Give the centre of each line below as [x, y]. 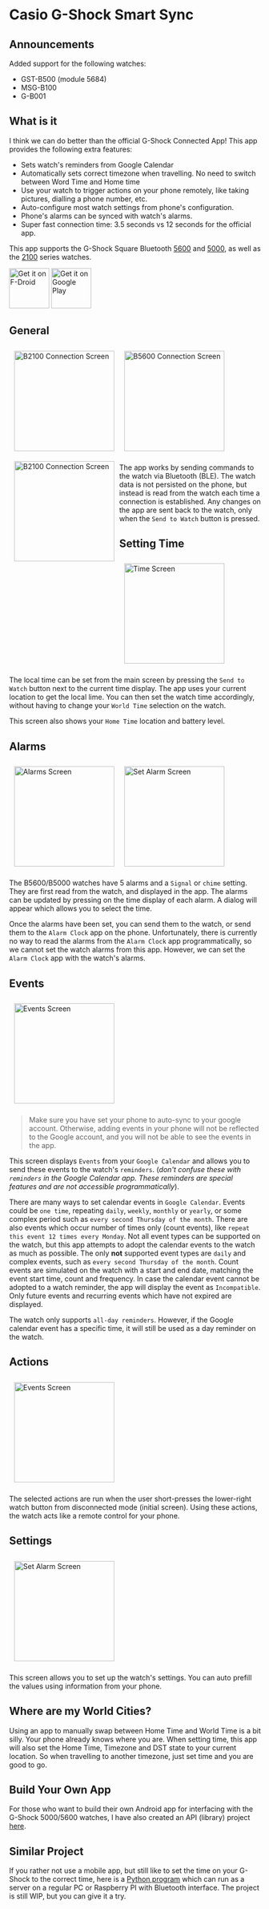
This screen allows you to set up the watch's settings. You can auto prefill [130, 1677]
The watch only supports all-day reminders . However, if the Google [122, 1320]
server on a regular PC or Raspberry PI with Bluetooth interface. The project [134, 1888]
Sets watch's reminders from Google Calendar [97, 164]
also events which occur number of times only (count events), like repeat [130, 1228]
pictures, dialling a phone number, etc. [84, 199]
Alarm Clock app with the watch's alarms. [78, 958]
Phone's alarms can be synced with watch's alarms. [106, 216]
